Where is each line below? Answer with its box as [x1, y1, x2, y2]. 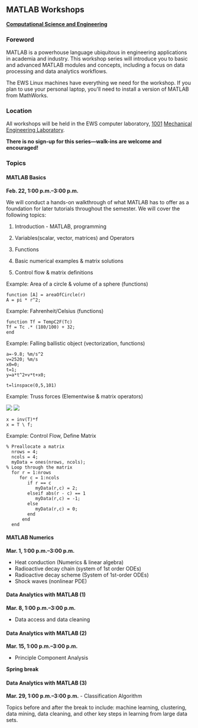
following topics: [6, 211, 46, 219]
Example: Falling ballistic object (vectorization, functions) [6, 340, 145, 347]
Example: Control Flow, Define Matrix [6, 432, 96, 439]
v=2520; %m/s [6, 356, 38, 362]
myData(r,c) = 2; [35, 485, 78, 491]
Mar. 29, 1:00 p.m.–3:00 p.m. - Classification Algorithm [6, 692, 142, 699]
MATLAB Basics [6, 173, 46, 181]
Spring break [6, 666, 39, 673]
